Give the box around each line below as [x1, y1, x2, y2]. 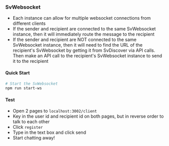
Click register [12, 124, 43, 130]
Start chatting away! [12, 135, 55, 141]
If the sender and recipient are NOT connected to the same [12, 36, 136, 43]
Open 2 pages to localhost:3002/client [12, 108, 97, 114]
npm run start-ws [5, 86, 42, 91]
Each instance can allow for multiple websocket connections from [12, 15, 151, 21]
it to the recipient [12, 58, 49, 64]
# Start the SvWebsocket [5, 81, 58, 86]
